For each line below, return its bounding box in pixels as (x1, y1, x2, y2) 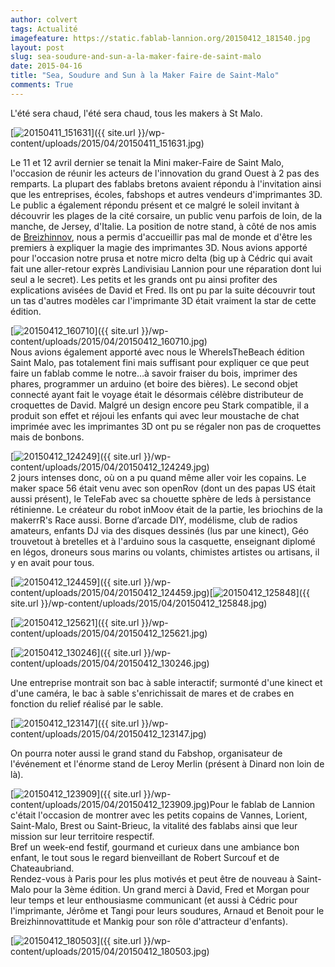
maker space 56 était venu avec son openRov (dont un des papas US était (10, 482, 316, 494)
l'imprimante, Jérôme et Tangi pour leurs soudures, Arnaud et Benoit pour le (10, 904, 325, 916)
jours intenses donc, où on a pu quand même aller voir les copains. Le (18, 471, 307, 483)
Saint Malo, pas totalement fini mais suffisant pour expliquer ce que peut (10, 356, 310, 368)
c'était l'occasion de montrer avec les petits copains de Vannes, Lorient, (10, 809, 308, 821)
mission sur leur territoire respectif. (10, 830, 155, 842)
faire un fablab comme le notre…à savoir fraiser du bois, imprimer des (10, 367, 298, 379)
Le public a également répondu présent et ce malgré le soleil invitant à (10, 199, 300, 211)
